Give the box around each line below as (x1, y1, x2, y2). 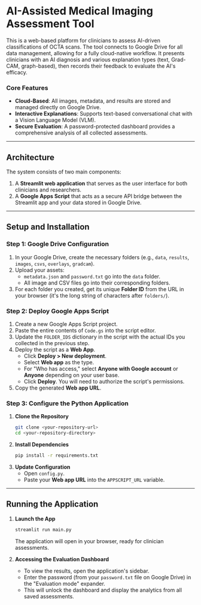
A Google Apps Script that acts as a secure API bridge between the (14, 193, 182, 200)
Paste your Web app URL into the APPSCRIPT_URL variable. (23, 476, 165, 483)
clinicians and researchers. (14, 186, 82, 193)
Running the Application (6, 499, 99, 510)
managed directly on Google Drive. (14, 104, 101, 111)
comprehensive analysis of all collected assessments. (14, 129, 148, 136)
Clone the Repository (14, 413, 69, 420)
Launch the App (14, 515, 56, 522)
